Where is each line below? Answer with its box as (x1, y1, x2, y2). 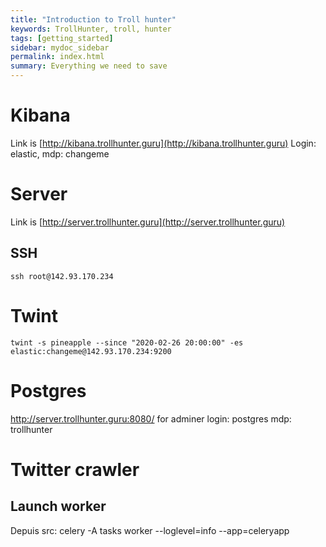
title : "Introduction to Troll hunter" (10, 14, 177, 25)
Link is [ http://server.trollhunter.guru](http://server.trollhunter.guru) (10, 216, 286, 228)
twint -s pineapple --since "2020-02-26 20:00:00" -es (10, 337, 244, 348)
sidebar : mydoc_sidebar (10, 42, 110, 53)
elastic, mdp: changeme (10, 147, 110, 160)
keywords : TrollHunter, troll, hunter (10, 24, 172, 34)
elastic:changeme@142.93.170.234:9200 (10, 346, 172, 356)
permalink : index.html (10, 52, 105, 62)
